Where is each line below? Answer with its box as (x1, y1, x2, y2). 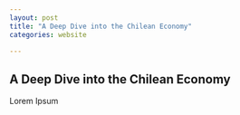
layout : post (9, 13, 59, 23)
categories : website (9, 30, 88, 39)
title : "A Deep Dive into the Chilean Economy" (9, 22, 193, 31)
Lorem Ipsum (9, 96, 59, 107)
